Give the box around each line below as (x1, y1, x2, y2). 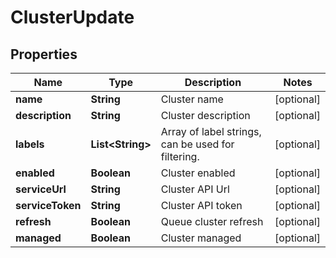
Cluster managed (160, 231, 242, 245)
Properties (10, 46, 78, 63)
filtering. (160, 150, 200, 163)
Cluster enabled (160, 166, 236, 180)
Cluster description (160, 109, 251, 122)
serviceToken (15, 199, 82, 212)
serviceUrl (15, 182, 67, 196)
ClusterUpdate (10, 6, 135, 29)
